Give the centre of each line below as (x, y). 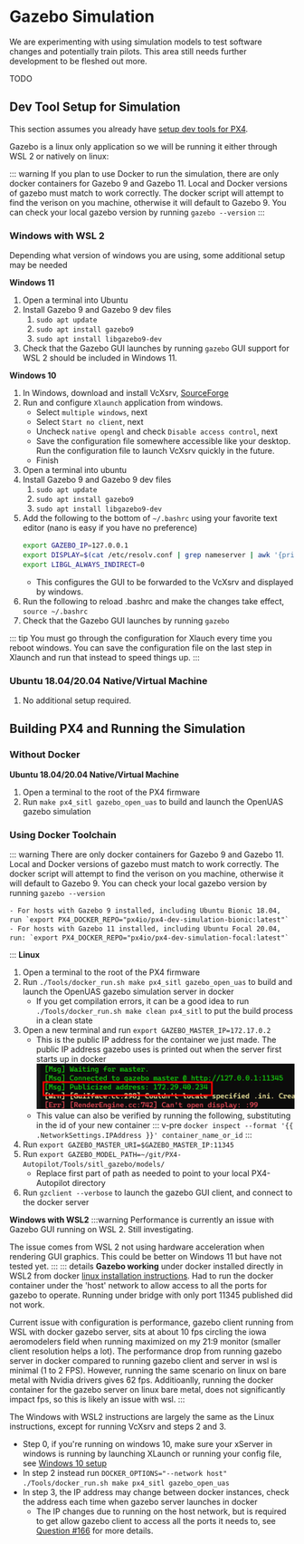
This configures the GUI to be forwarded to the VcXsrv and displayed (165, 582)
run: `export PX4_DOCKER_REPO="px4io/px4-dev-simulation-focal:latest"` (149, 938)
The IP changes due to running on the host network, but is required (161, 1511)
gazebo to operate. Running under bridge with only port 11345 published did (151, 1295)
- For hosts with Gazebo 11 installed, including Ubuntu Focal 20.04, (145, 929)
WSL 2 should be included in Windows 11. (100, 358)
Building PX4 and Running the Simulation (128, 729)
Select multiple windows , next (91, 412)
